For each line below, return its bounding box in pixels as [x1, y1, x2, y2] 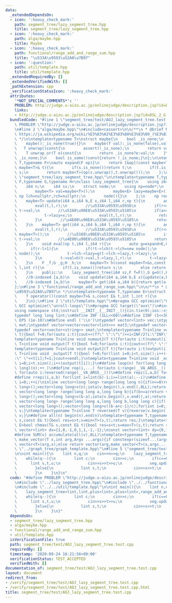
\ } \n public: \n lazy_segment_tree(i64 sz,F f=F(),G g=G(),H [14, 270, 168, 275]
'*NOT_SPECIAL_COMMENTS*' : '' [14, 98, 79, 103]
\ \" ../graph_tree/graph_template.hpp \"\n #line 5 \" [14, 446, 130, 452]
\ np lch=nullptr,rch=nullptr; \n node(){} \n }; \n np [14, 193, 159, 199]
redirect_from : [5, 575, 38, 580]
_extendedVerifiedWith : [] [10, 79, 68, 84]
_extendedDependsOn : [10, 12, 54, 17]
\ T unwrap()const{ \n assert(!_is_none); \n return [14, 146, 161, 151]
